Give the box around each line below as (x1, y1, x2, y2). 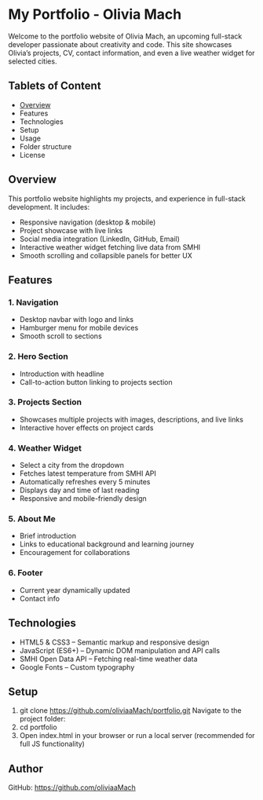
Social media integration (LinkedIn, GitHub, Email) (19, 234, 181, 243)
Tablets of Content (8, 79, 101, 93)
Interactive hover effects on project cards (19, 422, 154, 433)
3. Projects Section (8, 396, 82, 407)
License (19, 150, 46, 159)
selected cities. (8, 57, 57, 66)
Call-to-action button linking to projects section (19, 377, 173, 386)
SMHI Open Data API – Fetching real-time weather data (19, 654, 198, 663)
